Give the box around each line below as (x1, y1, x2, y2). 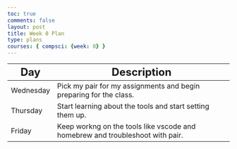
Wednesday (11, 86, 51, 95)
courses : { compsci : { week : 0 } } (7, 43, 106, 50)
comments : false (7, 17, 55, 24)
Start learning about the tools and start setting (56, 101, 209, 111)
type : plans (7, 37, 42, 44)
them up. (56, 110, 87, 119)
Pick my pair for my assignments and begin (56, 82, 200, 91)
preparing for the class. (56, 90, 135, 99)
